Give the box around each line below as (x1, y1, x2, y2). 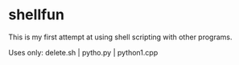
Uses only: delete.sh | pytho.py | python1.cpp (8, 47, 159, 57)
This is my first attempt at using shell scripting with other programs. (8, 32, 233, 42)
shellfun (8, 6, 64, 24)
